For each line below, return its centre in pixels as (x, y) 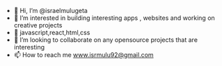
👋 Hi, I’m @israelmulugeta (51, 11)
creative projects (38, 25)
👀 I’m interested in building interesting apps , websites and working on (114, 18)
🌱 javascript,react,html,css (52, 32)
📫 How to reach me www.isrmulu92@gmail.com (84, 55)
